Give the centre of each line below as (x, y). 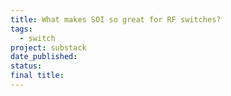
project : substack (48, 47)
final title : (37, 76)
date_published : (44, 57)
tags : (21, 29)
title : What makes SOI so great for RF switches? (116, 19)
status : (26, 66)
